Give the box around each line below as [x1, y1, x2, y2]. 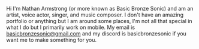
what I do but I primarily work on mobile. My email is [6, 24, 135, 31]
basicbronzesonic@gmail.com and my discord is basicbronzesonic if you [6, 30, 187, 37]
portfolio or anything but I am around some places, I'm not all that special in [6, 18, 193, 24]
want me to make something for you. [6, 37, 97, 43]
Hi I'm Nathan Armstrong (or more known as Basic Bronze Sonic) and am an [6, 5, 194, 12]
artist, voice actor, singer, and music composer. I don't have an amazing [6, 11, 184, 18]
